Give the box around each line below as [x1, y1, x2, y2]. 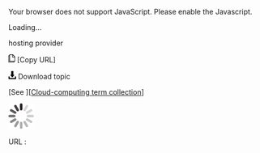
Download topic [17, 72, 71, 81]
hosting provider [8, 38, 63, 48]
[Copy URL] [16, 55, 57, 64]
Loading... [8, 23, 42, 32]
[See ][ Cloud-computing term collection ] [8, 87, 144, 96]
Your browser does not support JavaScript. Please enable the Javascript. [8, 7, 253, 16]
